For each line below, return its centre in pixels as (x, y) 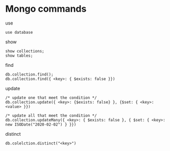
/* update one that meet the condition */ (51, 97)
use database (19, 32)
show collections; (25, 51)
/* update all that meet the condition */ (51, 115)
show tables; (19, 56)
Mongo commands (46, 9)
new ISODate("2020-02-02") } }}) (41, 124)
